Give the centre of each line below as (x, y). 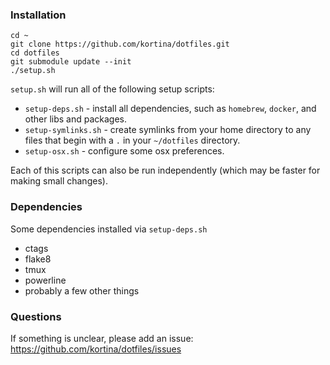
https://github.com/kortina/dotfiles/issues (96, 349)
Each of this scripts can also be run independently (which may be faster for (165, 170)
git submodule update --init (71, 62)
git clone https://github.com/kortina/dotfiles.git (120, 44)
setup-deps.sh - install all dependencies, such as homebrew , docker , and (170, 109)
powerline (45, 280)
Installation (38, 15)
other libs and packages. (76, 119)
